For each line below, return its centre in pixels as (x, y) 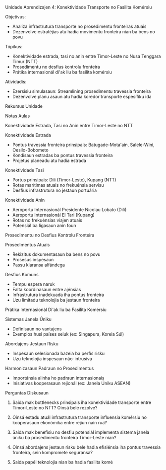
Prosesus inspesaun (33, 260)
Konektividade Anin (25, 200)
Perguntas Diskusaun (27, 393)
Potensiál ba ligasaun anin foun (44, 225)
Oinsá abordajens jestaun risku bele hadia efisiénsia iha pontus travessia (86, 447)
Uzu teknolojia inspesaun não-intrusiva (52, 359)
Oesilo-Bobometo (30, 150)
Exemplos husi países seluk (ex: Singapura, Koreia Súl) (68, 334)
